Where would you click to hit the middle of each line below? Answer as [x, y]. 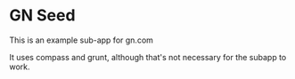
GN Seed [42, 16]
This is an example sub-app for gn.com [82, 40]
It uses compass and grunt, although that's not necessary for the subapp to [148, 57]
